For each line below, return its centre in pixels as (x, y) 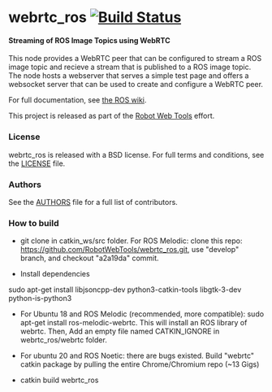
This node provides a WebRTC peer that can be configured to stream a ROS (135, 59)
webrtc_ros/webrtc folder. (63, 340)
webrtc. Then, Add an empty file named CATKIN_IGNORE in (120, 331)
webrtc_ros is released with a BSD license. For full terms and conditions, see (136, 155)
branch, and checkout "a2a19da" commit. (90, 258)
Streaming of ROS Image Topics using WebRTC (89, 40)
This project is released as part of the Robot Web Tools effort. (112, 116)
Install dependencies (55, 274)
